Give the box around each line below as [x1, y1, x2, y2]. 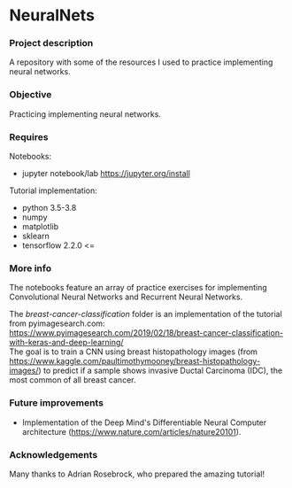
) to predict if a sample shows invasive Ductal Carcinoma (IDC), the [38, 365, 283, 376]
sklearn [21, 231, 50, 242]
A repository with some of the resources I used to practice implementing [9, 57, 273, 67]
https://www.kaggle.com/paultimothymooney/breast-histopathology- [9, 356, 261, 367]
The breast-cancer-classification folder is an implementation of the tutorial [9, 309, 283, 320]
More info [9, 262, 51, 275]
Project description [9, 37, 94, 50]
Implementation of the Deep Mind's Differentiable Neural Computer [21, 417, 267, 428]
